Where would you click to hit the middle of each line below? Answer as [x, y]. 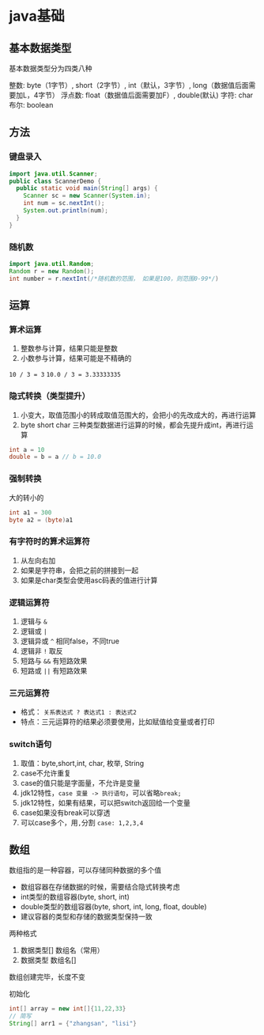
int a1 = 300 [30, 512]
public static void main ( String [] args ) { [87, 188]
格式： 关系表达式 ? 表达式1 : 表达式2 [78, 712]
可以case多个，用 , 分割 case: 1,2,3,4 [82, 822]
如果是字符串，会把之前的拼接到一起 [79, 570]
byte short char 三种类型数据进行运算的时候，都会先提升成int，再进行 [134, 425]
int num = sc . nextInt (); [64, 203]
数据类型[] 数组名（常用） [62, 950]
